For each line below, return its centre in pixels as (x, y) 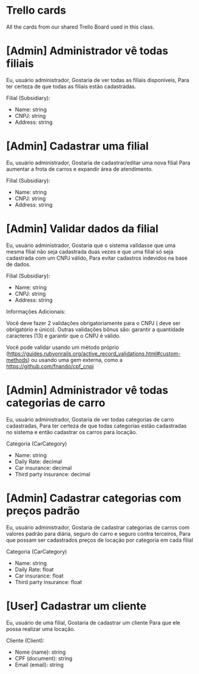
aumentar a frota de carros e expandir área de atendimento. (80, 169)
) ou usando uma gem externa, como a (75, 360)
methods (17, 360)
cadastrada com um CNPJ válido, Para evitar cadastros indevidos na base (97, 258)
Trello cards (36, 10)
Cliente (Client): (25, 640)
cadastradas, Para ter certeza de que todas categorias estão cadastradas (97, 426)
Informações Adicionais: (36, 311)
